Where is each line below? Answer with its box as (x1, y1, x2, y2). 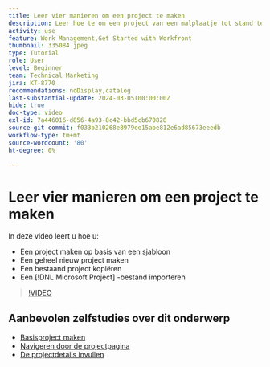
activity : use (8, 27, 56, 35)
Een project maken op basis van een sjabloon (19, 247, 171, 257)
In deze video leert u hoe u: (8, 231, 99, 241)
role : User (8, 57, 45, 65)
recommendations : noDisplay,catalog (8, 86, 131, 95)
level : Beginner (8, 64, 63, 72)
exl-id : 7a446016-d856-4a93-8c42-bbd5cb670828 (8, 116, 167, 124)
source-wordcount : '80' (8, 138, 88, 147)
